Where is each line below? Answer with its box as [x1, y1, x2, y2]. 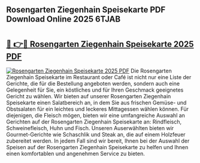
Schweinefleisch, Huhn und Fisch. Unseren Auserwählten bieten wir [6, 125, 174, 131]
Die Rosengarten [131, 67, 172, 74]
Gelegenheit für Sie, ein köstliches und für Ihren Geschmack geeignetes [6, 86, 184, 93]
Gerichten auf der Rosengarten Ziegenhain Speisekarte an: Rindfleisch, [6, 118, 181, 125]
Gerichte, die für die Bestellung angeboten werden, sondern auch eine [6, 80, 180, 87]
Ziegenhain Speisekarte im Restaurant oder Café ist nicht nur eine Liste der [6, 74, 192, 80]
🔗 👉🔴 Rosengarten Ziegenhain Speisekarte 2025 [6, 39, 194, 49]
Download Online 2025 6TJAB [6, 14, 121, 25]
